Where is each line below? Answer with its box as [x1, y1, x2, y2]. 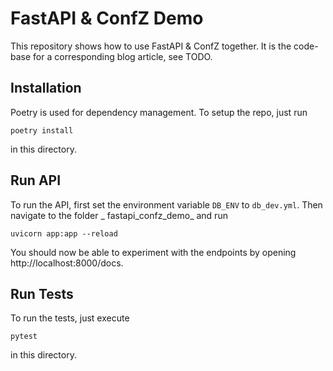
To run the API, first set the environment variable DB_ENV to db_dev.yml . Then [10, 198, 323, 211]
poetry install [10, 125, 74, 136]
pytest [10, 332, 38, 342]
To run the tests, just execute [10, 312, 130, 324]
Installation [10, 80, 82, 97]
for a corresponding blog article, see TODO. [33, 50, 213, 62]
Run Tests [10, 285, 74, 302]
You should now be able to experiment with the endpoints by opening [10, 246, 297, 258]
